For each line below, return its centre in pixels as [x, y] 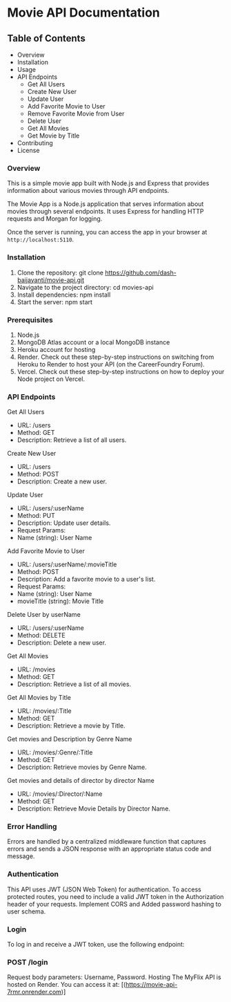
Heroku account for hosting [56, 349]
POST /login [28, 962]
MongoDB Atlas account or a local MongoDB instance [93, 342]
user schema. [27, 911]
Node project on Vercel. [51, 379]
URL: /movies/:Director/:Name [60, 794]
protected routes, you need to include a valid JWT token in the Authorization [115, 896]
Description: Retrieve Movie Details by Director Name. [94, 809]
